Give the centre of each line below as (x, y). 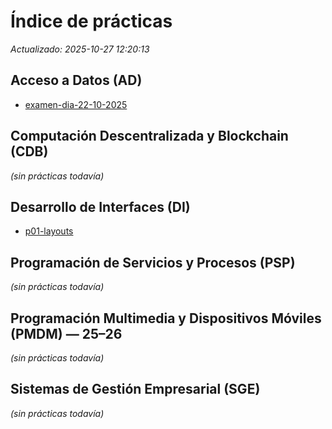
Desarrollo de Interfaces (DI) (100, 206)
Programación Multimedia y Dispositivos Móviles (166, 318)
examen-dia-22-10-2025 (76, 104)
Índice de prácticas (91, 21)
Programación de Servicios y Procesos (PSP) (153, 262)
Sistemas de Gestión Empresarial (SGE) (135, 389)
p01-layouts (49, 231)
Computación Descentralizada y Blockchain (149, 136)
